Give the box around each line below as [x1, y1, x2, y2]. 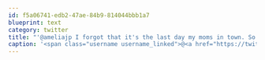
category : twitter [8, 26, 69, 34]
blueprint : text [8, 19, 62, 26]
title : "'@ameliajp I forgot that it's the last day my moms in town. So [8, 33, 256, 41]
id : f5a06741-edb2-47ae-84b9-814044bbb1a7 [8, 11, 150, 19]
